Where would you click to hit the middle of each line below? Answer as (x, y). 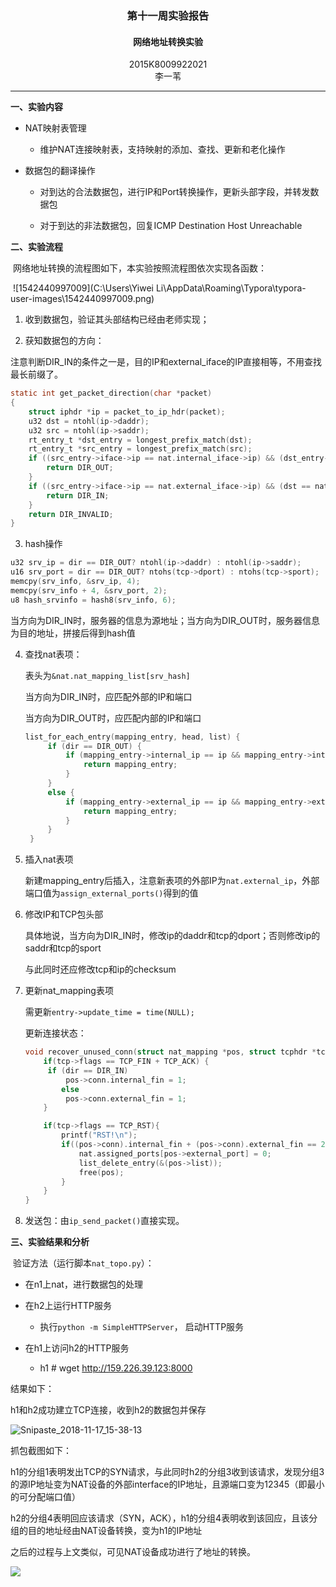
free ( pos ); (101, 1172)
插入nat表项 (49, 859)
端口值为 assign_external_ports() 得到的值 (111, 893)
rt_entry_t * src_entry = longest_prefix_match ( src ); (140, 449)
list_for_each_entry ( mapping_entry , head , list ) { (132, 737)
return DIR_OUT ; (80, 468)
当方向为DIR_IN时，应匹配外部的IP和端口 (108, 696)
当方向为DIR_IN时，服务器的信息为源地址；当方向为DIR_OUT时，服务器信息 (165, 620)
